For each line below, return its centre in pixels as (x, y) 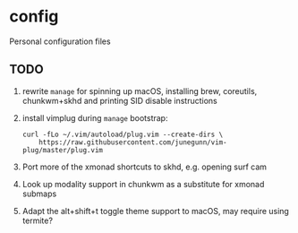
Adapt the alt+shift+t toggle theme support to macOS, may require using (155, 211)
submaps (39, 194)
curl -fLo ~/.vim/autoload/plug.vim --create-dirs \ (123, 134)
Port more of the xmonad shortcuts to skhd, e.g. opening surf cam (144, 167)
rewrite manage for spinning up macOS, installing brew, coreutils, (140, 91)
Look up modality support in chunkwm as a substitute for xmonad (143, 184)
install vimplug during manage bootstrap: (95, 117)
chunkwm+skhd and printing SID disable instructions (119, 100)
